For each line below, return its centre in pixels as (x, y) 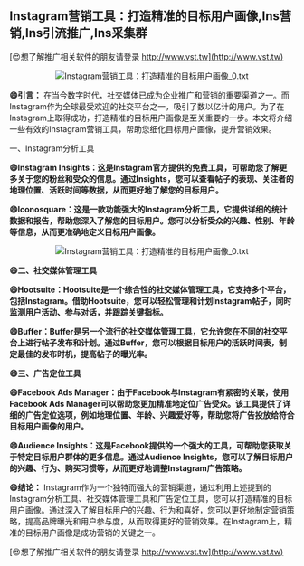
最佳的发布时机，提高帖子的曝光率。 (84, 354)
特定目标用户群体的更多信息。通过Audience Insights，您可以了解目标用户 (155, 457)
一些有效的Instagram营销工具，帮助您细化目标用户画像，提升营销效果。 (143, 128)
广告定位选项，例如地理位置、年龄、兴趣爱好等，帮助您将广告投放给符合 (160, 415)
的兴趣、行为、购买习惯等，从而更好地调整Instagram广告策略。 (128, 467)
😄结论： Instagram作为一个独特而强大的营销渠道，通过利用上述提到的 (140, 487)
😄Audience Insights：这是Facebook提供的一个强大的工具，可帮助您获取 (147, 445)
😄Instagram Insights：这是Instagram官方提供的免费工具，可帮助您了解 (144, 167)
